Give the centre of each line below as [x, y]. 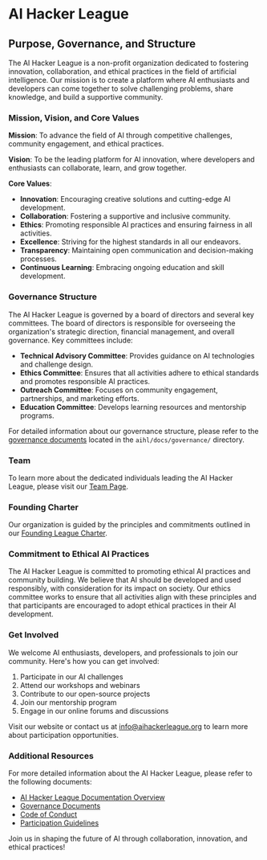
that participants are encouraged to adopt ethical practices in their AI [122, 606]
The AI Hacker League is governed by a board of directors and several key [131, 314]
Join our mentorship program [69, 702]
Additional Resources [51, 756]
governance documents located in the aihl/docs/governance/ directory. [126, 440]
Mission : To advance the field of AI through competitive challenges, [120, 135]
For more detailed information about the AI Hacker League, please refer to [130, 773]
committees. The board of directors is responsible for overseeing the [122, 323]
